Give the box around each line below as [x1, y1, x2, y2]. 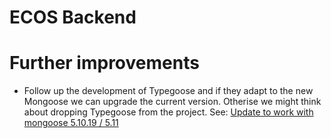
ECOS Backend [9, 6, 137, 29]
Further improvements [9, 52, 200, 75]
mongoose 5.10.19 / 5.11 [23, 117, 119, 129]
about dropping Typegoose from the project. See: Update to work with [23, 106, 314, 118]
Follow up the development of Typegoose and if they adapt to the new [23, 85, 314, 97]
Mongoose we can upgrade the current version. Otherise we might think [23, 96, 322, 108]
